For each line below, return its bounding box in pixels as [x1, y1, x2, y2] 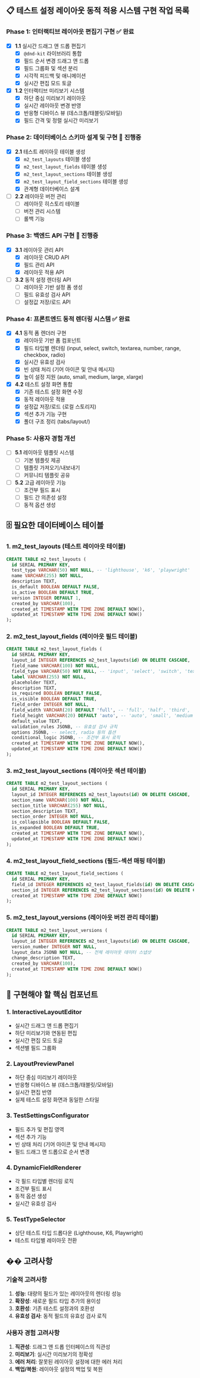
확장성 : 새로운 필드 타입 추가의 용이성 [14, 1298, 101, 1304]
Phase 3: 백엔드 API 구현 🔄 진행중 [6, 232, 99, 240]
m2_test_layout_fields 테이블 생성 [23, 163, 107, 170]
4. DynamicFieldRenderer [6, 1163, 82, 1171]
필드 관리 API [23, 261, 55, 268]
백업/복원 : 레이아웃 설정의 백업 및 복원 [14, 1365, 103, 1373]
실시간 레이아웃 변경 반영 [23, 102, 82, 109]
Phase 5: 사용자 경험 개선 [6, 434, 76, 442]
